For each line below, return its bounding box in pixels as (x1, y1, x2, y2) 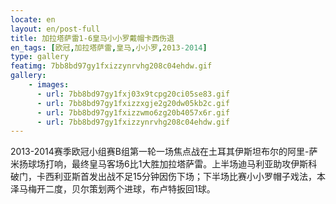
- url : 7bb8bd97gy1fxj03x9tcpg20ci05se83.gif (36, 89, 230, 99)
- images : (28, 80, 70, 90)
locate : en (10, 14, 56, 25)
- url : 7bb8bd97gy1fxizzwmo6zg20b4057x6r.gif (36, 107, 230, 118)
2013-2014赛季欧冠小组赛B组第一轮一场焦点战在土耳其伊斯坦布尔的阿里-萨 (10, 146, 318, 158)
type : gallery (10, 52, 70, 62)
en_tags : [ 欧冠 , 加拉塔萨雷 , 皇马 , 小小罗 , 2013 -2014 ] (10, 42, 208, 53)
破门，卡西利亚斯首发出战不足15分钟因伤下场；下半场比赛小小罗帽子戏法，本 (10, 171, 326, 183)
